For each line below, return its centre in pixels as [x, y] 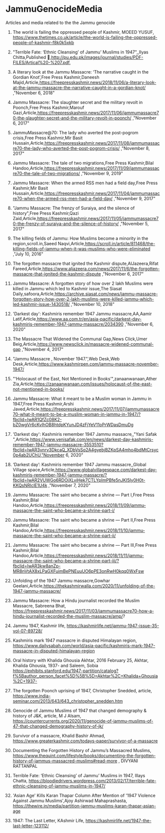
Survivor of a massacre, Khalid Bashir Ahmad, [59, 735]
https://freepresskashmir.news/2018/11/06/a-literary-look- [98, 82]
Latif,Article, [25, 319]
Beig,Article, [25, 344]
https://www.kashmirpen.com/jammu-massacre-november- [99, 364]
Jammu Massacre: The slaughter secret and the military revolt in [78, 102]
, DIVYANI [128, 760]
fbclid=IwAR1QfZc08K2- [37, 419]
